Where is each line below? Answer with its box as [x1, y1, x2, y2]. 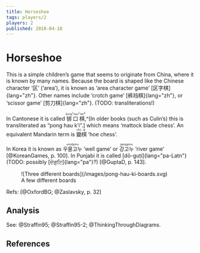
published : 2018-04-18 [6, 25, 63, 32]
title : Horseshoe [6, 8, 50, 15]
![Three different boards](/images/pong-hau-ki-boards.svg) [21, 170, 168, 177]
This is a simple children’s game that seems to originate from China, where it [6, 71, 194, 78]
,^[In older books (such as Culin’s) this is [84, 115, 184, 122]
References [6, 239, 50, 249]
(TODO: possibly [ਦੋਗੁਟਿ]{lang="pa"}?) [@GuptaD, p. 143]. [6, 158, 146, 165]
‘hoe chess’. [88, 130, 118, 138]
